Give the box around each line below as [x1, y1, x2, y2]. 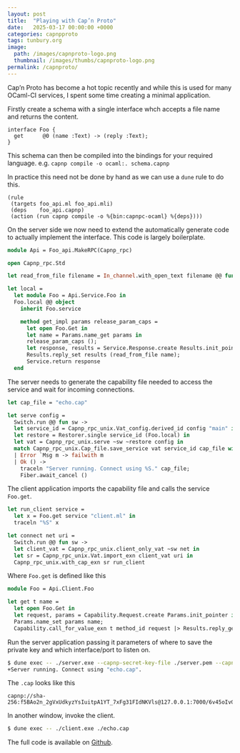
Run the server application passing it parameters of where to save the [7, 637, 213, 647]
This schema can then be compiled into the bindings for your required [7, 151, 213, 159]
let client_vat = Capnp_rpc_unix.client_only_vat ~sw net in [14, 545, 200, 552]
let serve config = [7, 412, 66, 419]
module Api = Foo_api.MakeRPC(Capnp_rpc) [7, 246, 133, 254]
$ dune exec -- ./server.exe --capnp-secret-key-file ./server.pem [7, 659, 213, 667]
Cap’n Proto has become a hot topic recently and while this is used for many [7, 83, 232, 91]
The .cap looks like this [7, 679, 76, 687]
